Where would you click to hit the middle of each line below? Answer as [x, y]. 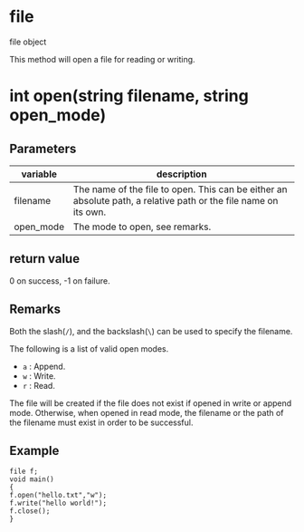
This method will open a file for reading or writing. [103, 59]
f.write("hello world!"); [58, 503]
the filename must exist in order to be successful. [101, 422]
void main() [32, 479]
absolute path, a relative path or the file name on [176, 200]
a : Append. [44, 366]
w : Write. [39, 376]
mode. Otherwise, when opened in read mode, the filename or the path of [147, 412]
